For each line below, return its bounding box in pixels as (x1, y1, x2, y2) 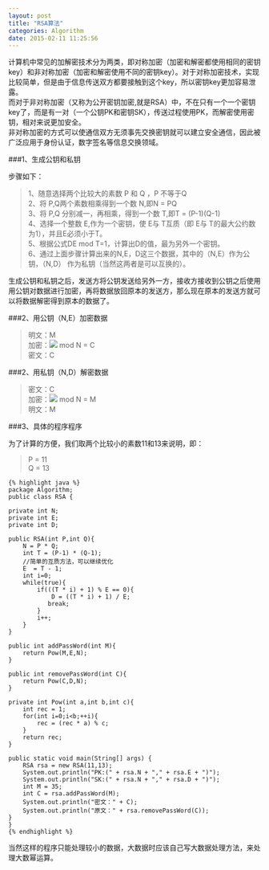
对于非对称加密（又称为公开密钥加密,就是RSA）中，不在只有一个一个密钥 (14, 97, 256, 107)
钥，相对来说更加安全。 (8, 117, 86, 127)
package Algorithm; (8, 486, 74, 494)
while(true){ (22, 579, 66, 587)
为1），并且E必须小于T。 (27, 229, 106, 239)
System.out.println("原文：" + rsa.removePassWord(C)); (22, 807, 210, 815)
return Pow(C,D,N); (22, 677, 88, 685)
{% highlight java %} (8, 479, 81, 487)
